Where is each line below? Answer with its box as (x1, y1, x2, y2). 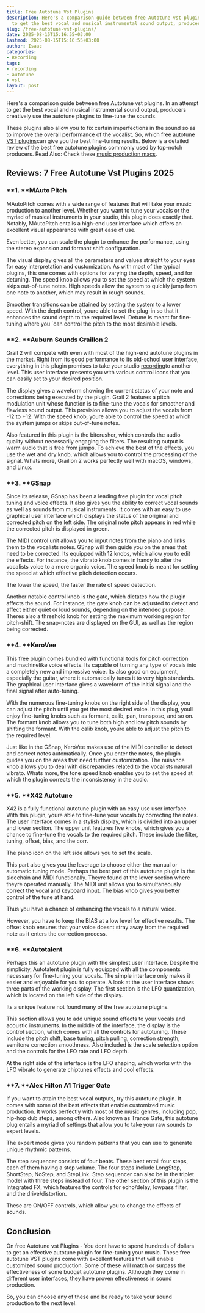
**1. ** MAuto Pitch (6, 186, 67, 195)
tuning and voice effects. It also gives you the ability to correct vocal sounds (6, 499, 198, 507)
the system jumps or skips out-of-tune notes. (6, 419, 120, 426)
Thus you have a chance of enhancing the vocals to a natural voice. (6, 905, 176, 912)
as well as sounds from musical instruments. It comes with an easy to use (6, 506, 192, 513)
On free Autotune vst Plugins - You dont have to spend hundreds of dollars (6, 1242, 195, 1249)
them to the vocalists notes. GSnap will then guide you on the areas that (6, 544, 187, 551)
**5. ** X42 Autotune (6, 791, 73, 799)
